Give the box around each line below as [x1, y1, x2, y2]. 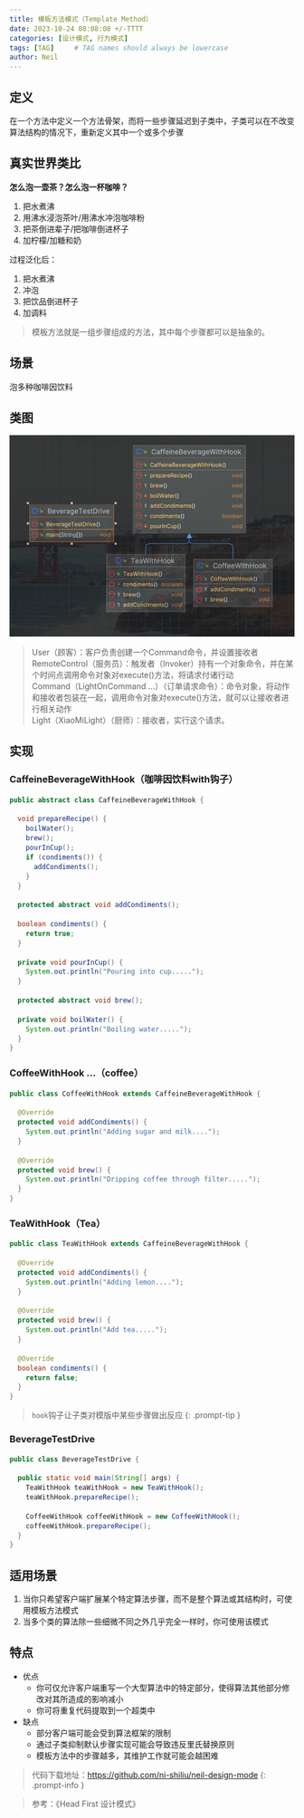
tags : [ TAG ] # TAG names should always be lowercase [9, 43, 229, 53]
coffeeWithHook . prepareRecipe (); [25, 1521, 152, 1530]
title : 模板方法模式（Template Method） [9, 14, 153, 24]
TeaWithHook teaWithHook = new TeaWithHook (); [25, 1483, 204, 1493]
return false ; [25, 1373, 79, 1383]
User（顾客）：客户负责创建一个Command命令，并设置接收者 [31, 646, 259, 657]
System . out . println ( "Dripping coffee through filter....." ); [25, 1175, 261, 1184]
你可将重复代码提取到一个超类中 [35, 1705, 156, 1716]
